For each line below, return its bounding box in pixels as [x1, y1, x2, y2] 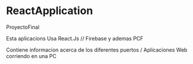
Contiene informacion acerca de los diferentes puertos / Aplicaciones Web [6, 46, 188, 53]
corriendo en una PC [6, 52, 57, 59]
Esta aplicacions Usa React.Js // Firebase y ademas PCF [6, 35, 143, 42]
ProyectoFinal [6, 23, 40, 31]
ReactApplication [6, 4, 93, 18]
